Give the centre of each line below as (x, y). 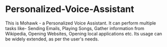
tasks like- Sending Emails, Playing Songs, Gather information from (75, 28)
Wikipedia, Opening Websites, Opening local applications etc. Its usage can (84, 33)
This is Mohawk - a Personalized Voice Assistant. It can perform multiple (81, 23)
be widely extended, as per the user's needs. (52, 39)
